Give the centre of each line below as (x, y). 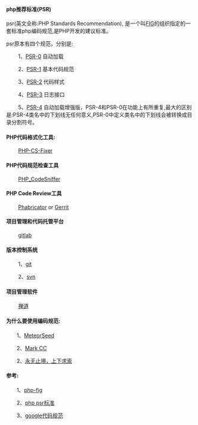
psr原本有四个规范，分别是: (40, 44)
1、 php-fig (30, 390)
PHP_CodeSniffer (39, 179)
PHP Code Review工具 (34, 193)
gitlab (25, 235)
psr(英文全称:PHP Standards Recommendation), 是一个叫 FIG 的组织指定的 (96, 23)
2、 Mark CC (32, 348)
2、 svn (27, 277)
